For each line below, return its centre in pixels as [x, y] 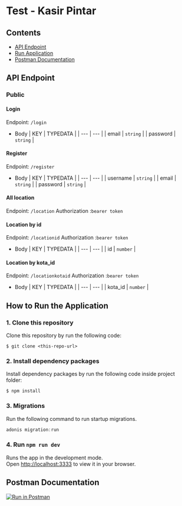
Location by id [24, 224]
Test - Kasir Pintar [51, 11]
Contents [24, 33]
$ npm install [24, 391]
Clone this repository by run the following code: [64, 336]
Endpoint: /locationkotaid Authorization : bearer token [72, 275]
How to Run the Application [57, 306]
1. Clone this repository [40, 322]
